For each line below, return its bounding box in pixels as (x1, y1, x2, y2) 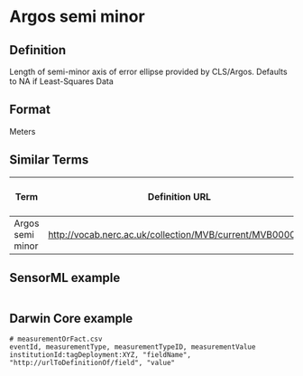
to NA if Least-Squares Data (9, 76, 115, 87)
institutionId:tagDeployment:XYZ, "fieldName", (9, 351, 192, 360)
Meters (9, 126, 36, 136)
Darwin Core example (9, 310, 133, 326)
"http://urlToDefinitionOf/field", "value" (9, 359, 176, 368)
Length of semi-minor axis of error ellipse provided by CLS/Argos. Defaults (9, 66, 288, 77)
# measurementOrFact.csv (9, 334, 103, 344)
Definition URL (147, 190, 212, 202)
